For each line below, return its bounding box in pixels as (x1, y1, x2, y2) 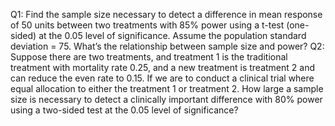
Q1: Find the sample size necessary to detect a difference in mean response (10, 9, 323, 20)
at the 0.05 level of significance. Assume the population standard (38, 30, 307, 41)
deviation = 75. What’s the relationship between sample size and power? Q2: (10, 40, 325, 52)
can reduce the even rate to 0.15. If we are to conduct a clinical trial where (10, 72, 315, 84)
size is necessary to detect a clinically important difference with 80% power (10, 94, 323, 105)
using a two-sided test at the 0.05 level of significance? (10, 104, 239, 116)
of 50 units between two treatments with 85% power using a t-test (10, 19, 285, 31)
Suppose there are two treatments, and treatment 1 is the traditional (10, 51, 288, 63)
